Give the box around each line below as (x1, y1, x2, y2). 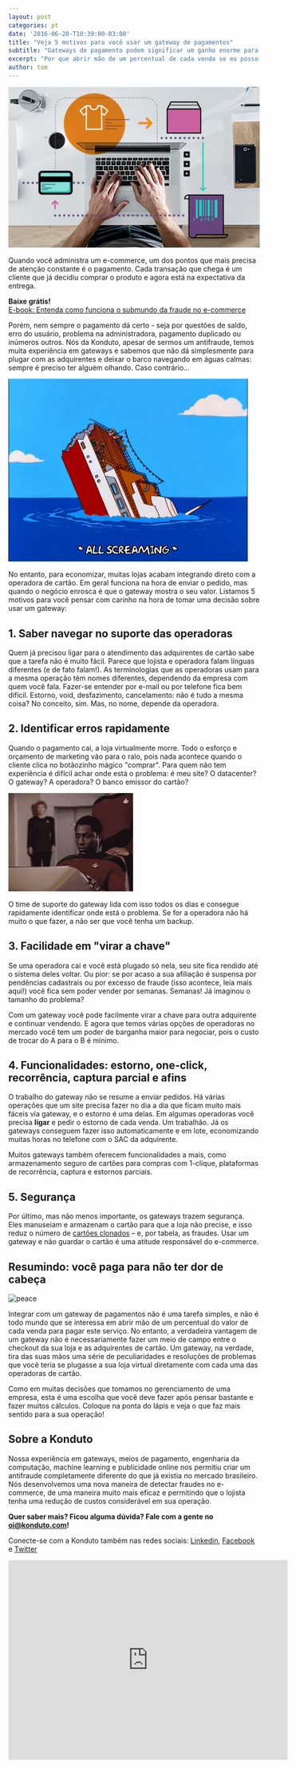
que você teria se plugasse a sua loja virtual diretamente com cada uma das (8, 1360, 259, 1370)
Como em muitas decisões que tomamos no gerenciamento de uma (8, 1384, 231, 1393)
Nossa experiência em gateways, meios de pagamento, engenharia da (8, 1453, 240, 1463)
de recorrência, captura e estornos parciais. (8, 1167, 153, 1177)
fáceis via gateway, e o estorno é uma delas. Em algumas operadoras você (8, 1109, 255, 1119)
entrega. (8, 281, 36, 291)
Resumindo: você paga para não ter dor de (8, 1260, 224, 1274)
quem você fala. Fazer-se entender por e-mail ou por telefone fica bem (8, 682, 243, 691)
